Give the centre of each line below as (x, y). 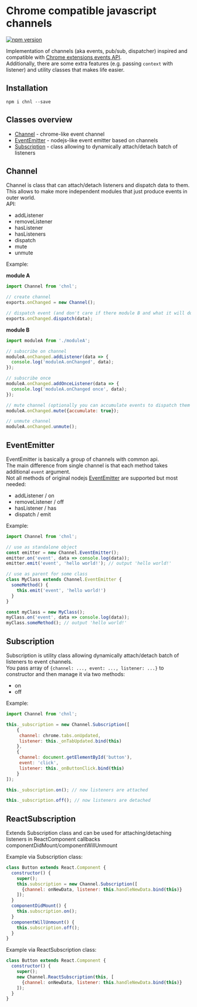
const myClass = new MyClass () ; (45, 612)
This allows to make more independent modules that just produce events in (97, 192)
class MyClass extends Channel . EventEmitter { (64, 580)
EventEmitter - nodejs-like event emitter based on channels (86, 140)
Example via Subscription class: (45, 857)
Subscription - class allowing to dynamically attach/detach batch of (96, 146)
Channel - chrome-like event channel (60, 134)
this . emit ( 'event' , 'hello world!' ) (62, 590)
